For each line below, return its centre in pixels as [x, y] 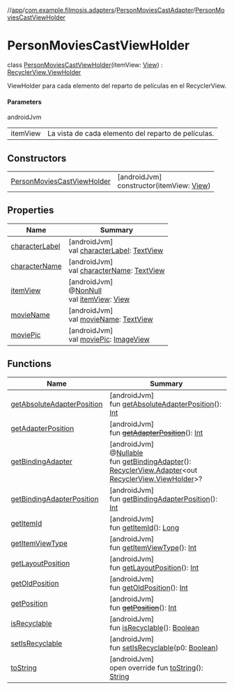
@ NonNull [85, 290]
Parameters [24, 102]
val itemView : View [99, 299]
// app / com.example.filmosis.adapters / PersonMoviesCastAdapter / [101, 10]
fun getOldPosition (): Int [148, 588]
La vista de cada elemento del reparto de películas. [131, 134]
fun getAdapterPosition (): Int [156, 432]
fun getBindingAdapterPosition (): [163, 499]
